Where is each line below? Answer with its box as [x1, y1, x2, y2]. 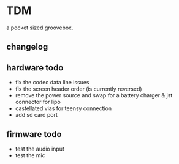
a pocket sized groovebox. [6, 24, 74, 31]
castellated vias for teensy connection [15, 105, 112, 112]
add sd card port [15, 111, 58, 119]
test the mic [15, 151, 45, 159]
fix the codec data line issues [15, 79, 90, 86]
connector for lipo [15, 99, 61, 106]
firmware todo [6, 129, 63, 140]
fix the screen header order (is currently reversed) [15, 85, 142, 92]
